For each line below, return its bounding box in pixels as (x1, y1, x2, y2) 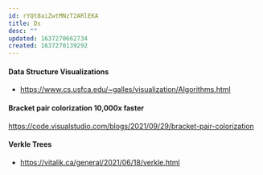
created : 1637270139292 (8, 42, 88, 50)
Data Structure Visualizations (8, 66, 109, 77)
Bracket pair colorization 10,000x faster (8, 102, 145, 113)
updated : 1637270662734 (8, 34, 88, 43)
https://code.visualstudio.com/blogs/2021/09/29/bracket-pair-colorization (8, 121, 255, 131)
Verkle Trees (8, 140, 52, 149)
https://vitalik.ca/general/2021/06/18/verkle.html (19, 157, 181, 167)
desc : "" (8, 27, 38, 35)
